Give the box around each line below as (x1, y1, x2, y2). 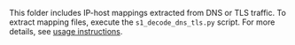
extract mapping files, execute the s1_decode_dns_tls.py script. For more (9, 17, 276, 27)
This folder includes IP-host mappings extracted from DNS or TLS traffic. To (9, 8, 286, 18)
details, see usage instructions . (9, 26, 123, 36)
